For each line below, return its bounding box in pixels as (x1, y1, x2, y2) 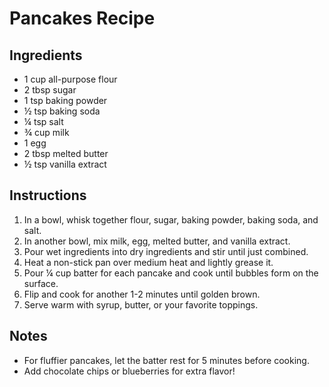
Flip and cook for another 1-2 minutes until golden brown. (23, 288, 261, 300)
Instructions (9, 187, 87, 204)
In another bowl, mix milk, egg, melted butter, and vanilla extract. (23, 235, 291, 247)
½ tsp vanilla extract (23, 158, 107, 170)
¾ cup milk (23, 127, 70, 138)
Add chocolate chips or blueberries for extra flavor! (23, 365, 236, 377)
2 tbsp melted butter (23, 148, 109, 159)
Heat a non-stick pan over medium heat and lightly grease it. (23, 256, 274, 268)
